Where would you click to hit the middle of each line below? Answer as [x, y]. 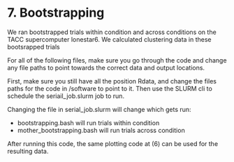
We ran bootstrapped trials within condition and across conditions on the [112, 32]
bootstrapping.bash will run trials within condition [88, 122]
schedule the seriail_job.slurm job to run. [66, 96]
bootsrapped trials [34, 47]
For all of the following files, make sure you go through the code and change [117, 60]
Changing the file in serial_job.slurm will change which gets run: [99, 109]
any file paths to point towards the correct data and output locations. [106, 67]
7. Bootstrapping [56, 13]
